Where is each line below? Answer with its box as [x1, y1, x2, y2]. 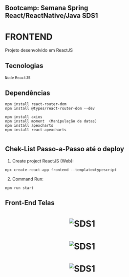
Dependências [5, 89, 50, 97]
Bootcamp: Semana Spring [5, 4, 88, 12]
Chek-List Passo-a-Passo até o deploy [5, 145, 125, 153]
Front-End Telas [5, 199, 55, 207]
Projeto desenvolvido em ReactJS [5, 47, 73, 53]
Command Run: [12, 176, 44, 182]
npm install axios [5, 115, 43, 119]
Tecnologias [5, 61, 43, 70]
